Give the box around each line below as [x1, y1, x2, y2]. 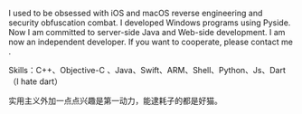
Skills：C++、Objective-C [8, 65, 106, 75]
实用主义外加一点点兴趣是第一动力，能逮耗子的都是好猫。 [8, 95, 222, 106]
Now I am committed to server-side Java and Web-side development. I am [8, 27, 286, 37]
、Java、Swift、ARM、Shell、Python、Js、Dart [107, 65, 287, 75]
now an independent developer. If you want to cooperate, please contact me [8, 36, 293, 47]
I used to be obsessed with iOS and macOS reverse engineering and [8, 8, 263, 18]
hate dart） [20, 76, 62, 87]
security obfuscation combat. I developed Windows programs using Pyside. [8, 17, 291, 28]
